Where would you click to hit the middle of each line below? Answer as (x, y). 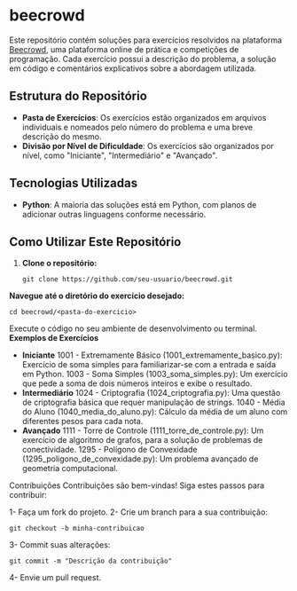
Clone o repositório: (59, 264)
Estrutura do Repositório (78, 96)
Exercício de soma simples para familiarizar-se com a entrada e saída (149, 365)
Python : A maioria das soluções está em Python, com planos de (139, 204)
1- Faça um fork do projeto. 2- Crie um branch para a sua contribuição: (139, 512)
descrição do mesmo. (62, 136)
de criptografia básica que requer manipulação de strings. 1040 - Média (153, 402)
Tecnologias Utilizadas (74, 183)
